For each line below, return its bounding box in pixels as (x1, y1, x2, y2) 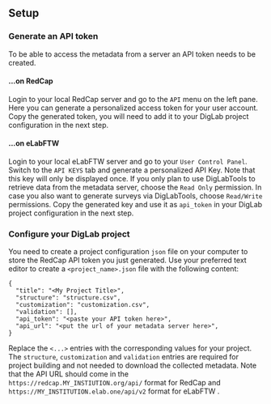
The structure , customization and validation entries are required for (8, 352, 239, 362)
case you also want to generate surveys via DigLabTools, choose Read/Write (8, 191, 263, 201)
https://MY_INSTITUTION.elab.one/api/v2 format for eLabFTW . (8, 386, 220, 396)
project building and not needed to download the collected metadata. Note (8, 360, 257, 371)
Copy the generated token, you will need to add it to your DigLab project (8, 111, 249, 121)
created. (8, 57, 36, 67)
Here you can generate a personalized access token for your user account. (8, 103, 259, 113)
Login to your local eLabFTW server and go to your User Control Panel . (8, 157, 248, 167)
